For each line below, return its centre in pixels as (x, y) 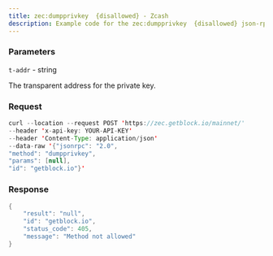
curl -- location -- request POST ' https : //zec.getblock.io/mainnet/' (127, 124)
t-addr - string (32, 69)
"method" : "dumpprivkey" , (52, 154)
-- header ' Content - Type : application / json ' (83, 138)
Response (28, 189)
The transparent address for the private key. (82, 85)
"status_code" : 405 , (58, 229)
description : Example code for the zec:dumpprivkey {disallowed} (123, 24)
